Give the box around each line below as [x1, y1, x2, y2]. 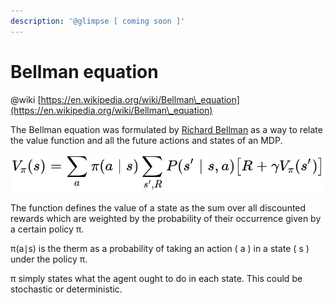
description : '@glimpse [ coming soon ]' [10, 16, 186, 26]
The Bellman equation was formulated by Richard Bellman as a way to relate [10, 123, 323, 135]
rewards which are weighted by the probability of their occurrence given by [10, 213, 322, 225]
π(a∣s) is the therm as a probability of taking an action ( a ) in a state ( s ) [10, 243, 310, 255]
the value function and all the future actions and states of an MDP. [10, 134, 283, 146]
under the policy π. [10, 253, 88, 265]
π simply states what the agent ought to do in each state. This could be [10, 273, 303, 285]
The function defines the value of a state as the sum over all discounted [10, 202, 307, 214]
